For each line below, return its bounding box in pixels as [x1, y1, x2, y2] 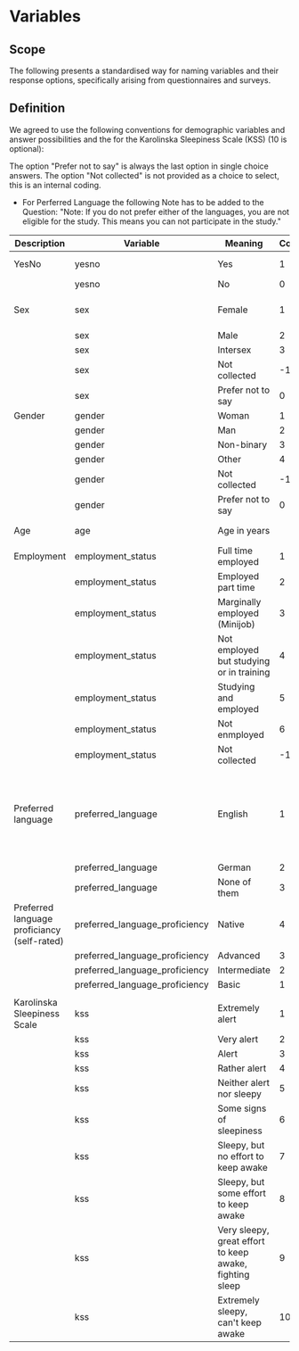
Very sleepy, [217, 1223, 270, 1236]
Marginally [217, 595, 262, 608]
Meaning [224, 236, 263, 249]
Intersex [217, 344, 252, 356]
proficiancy [13, 924, 61, 936]
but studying [217, 654, 271, 667]
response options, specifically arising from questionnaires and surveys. [9, 75, 271, 86]
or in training [217, 666, 271, 678]
